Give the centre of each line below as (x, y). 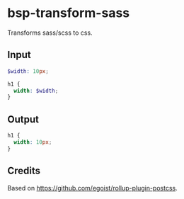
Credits (24, 171)
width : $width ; (36, 91)
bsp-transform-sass (68, 13)
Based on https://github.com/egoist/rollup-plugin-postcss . (93, 188)
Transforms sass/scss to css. (50, 33)
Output (23, 119)
